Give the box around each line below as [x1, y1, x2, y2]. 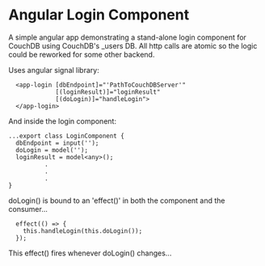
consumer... [8, 204, 48, 213]
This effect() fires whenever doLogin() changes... [8, 248, 172, 258]
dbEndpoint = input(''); [15, 139, 99, 147]
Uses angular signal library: [8, 65, 99, 74]
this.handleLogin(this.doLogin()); [23, 226, 143, 235]
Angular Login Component [8, 6, 190, 24]
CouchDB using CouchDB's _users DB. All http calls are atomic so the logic [8, 40, 258, 50]
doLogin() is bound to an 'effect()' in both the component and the [8, 196, 225, 205]
